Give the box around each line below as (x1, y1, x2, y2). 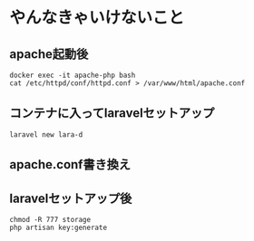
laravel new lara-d (9, 130, 83, 140)
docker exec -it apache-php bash (9, 71, 136, 80)
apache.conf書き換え (9, 157, 132, 172)
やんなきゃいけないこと (9, 7, 185, 28)
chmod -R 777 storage (9, 216, 92, 225)
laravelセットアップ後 (9, 190, 132, 206)
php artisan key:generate (9, 223, 107, 233)
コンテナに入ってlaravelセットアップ (9, 105, 215, 121)
